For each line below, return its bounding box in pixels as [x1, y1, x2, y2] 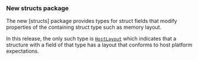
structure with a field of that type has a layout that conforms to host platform [6, 41, 193, 48]
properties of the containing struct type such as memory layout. [6, 24, 161, 31]
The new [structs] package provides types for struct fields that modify [6, 18, 177, 25]
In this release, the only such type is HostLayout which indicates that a [6, 35, 177, 42]
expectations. [6, 48, 40, 55]
